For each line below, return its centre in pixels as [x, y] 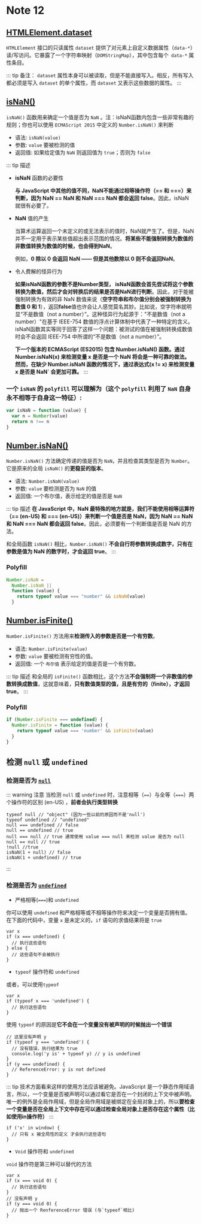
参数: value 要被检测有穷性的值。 [55, 656]
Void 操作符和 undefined [44, 1151]
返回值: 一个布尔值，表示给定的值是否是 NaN [68, 496]
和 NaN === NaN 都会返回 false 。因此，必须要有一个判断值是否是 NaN [93, 524]
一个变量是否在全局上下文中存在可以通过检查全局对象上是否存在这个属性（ [98, 1109]
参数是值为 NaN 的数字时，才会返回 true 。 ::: [61, 552]
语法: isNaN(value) [38, 137]
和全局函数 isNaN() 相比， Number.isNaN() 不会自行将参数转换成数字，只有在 [100, 544]
